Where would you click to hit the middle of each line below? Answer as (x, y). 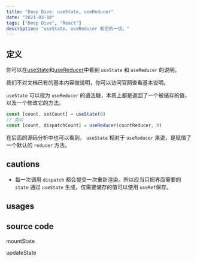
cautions (23, 165)
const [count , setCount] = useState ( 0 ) (56, 115)
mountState (20, 241)
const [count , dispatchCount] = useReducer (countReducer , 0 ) (84, 125)
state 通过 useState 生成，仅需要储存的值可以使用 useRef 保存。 (93, 187)
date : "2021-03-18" (31, 17)
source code (30, 226)
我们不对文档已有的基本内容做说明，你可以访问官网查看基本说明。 (87, 83)
